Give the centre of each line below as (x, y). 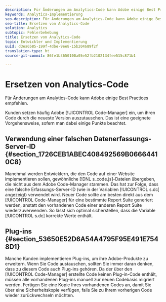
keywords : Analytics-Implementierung (44, 14)
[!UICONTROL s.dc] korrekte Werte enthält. (49, 216)
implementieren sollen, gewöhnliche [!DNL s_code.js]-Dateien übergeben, (80, 179)
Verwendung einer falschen (49, 139)
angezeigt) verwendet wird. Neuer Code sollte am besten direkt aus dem (79, 195)
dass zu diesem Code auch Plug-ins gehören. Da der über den (69, 269)
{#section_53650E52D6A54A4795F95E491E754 (82, 239)
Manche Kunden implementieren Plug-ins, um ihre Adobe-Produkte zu (77, 258)
